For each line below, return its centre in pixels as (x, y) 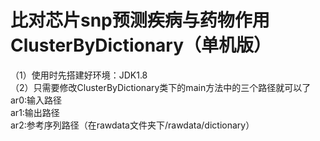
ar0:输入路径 (36, 100)
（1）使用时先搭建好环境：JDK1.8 (79, 75)
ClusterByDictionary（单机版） (141, 45)
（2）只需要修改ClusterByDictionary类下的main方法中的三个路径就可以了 (161, 87)
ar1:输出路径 (35, 112)
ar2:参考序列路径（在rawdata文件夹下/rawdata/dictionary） (132, 125)
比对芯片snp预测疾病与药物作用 (140, 20)
